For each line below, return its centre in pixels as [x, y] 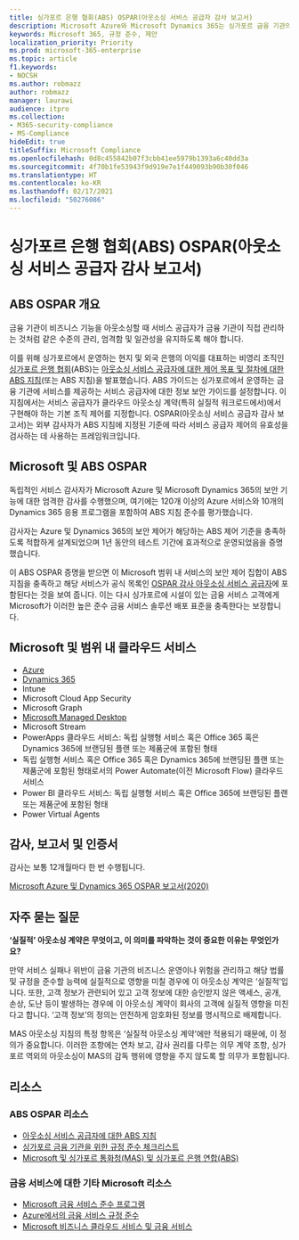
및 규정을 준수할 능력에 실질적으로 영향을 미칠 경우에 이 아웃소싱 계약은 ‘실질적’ [145, 981]
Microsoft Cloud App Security [77, 698]
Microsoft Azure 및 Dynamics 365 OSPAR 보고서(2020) [109, 886]
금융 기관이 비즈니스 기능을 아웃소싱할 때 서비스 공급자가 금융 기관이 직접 [135, 327]
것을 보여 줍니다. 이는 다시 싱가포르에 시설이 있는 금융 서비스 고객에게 [160, 595]
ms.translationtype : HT [53, 175]
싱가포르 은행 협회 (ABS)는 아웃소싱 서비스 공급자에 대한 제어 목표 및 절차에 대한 [147, 369]
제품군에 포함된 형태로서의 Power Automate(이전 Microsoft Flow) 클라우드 [153, 770]
